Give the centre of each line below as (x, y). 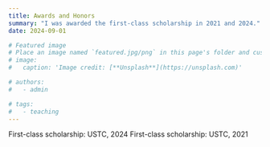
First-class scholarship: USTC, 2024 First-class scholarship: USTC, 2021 (128, 134)
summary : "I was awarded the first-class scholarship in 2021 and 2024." (135, 23)
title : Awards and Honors (51, 16)
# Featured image (37, 45)
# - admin (28, 89)
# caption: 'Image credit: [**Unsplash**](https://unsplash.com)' (125, 68)
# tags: (21, 104)
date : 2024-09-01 (37, 31)
